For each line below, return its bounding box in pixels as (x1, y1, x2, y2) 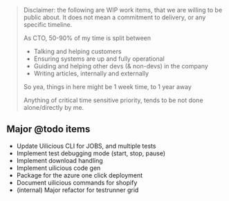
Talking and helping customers (33, 48, 122, 55)
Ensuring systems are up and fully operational (33, 55, 165, 63)
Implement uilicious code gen (16, 164, 101, 172)
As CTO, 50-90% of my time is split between (23, 34, 152, 42)
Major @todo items (6, 124, 91, 135)
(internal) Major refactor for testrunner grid (16, 186, 139, 194)
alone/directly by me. (23, 104, 84, 111)
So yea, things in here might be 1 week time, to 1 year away (23, 83, 192, 90)
